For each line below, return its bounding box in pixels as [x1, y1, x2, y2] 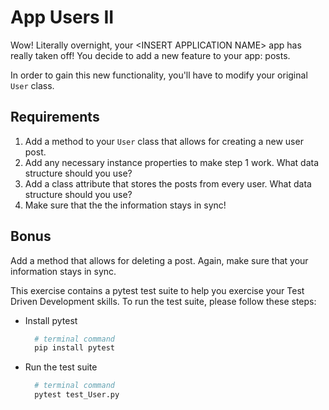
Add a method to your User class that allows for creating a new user [24, 135, 304, 147]
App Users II [10, 6, 115, 29]
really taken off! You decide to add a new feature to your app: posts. [10, 49, 291, 61]
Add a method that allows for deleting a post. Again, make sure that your [10, 254, 309, 266]
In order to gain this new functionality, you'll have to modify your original [10, 69, 308, 81]
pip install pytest [34, 343, 115, 353]
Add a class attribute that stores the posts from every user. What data [24, 177, 312, 190]
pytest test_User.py [34, 390, 120, 400]
